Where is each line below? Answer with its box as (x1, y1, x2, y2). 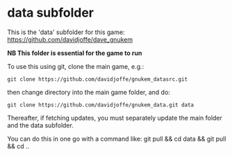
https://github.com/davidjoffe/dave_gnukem (7, 35, 133, 43)
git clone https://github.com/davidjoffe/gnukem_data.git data (7, 101, 194, 109)
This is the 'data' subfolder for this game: (7, 28, 125, 36)
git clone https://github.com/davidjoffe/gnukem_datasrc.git (7, 75, 188, 83)
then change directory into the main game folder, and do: (7, 88, 170, 96)
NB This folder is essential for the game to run (7, 49, 142, 57)
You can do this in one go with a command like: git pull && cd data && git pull (7, 134, 226, 143)
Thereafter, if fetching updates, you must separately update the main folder (7, 114, 222, 122)
